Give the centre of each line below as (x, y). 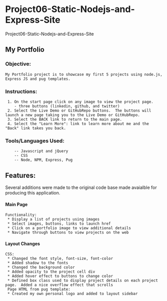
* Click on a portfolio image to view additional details (69, 228)
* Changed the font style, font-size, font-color (60, 259)
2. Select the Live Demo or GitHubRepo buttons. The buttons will (79, 111)
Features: (21, 175)
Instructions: (21, 91)
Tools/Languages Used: (35, 141)
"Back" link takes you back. (36, 128)
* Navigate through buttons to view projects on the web (68, 233)
